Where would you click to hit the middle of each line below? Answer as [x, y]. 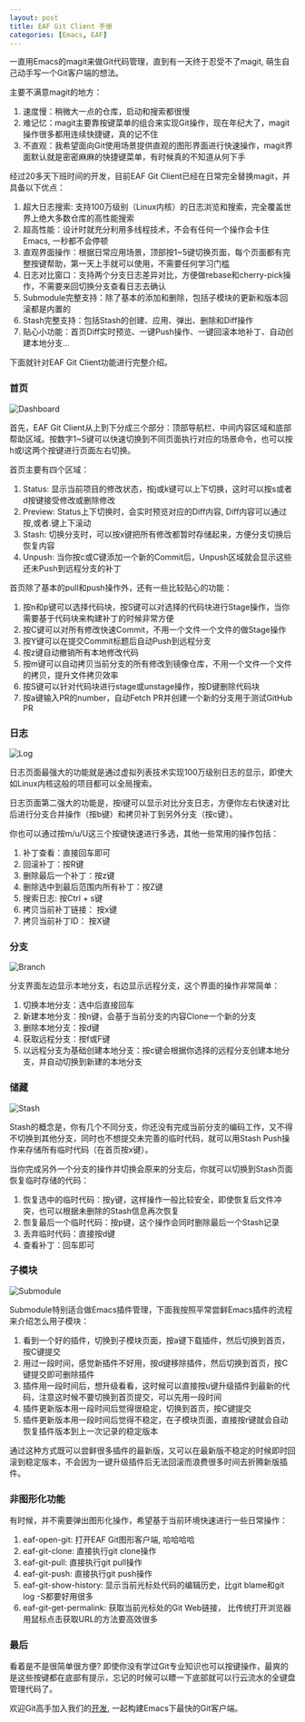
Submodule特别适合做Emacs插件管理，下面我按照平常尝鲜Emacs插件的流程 [151, 1310]
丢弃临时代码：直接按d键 [69, 1233]
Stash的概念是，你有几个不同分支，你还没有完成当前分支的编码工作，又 [143, 1126]
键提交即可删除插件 [59, 1374]
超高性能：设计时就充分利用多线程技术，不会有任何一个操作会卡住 [146, 230]
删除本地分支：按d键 [61, 1028]
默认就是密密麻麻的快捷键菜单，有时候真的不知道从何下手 [138, 157]
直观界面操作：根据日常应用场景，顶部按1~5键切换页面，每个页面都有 [152, 252]
